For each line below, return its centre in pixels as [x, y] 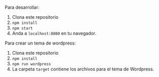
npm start [23, 28]
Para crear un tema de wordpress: [40, 43]
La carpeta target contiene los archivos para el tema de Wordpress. [83, 69]
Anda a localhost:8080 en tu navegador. [54, 33]
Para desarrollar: [22, 7]
